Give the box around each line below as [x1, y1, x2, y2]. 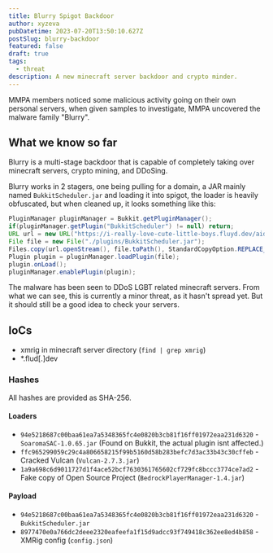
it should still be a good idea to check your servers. [8, 300, 180, 309]
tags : [8, 58, 27, 66]
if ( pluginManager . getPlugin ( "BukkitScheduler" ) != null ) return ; [8, 222, 235, 230]
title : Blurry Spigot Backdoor [8, 11, 115, 20]
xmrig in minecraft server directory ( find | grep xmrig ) [19, 345, 206, 355]
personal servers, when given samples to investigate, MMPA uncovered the [8, 103, 262, 113]
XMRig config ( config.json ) [19, 535, 114, 545]
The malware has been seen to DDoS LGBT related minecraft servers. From [8, 283, 260, 292]
